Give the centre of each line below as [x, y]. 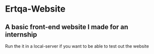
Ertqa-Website [35, 9]
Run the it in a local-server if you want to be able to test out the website [77, 46]
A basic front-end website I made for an [67, 27]
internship [21, 34]
